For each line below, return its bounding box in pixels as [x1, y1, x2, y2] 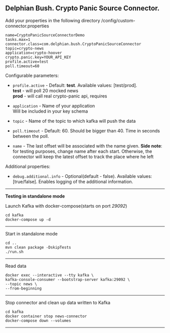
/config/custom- [101, 17, 136, 23]
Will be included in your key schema [12, 108, 89, 114]
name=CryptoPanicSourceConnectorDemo [5, 32, 85, 37]
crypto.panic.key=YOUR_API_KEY [5, 55, 71, 60]
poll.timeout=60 [5, 63, 39, 69]
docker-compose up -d [5, 217, 51, 222]
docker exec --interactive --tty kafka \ [5, 272, 94, 277]
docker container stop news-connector [5, 313, 87, 319]
